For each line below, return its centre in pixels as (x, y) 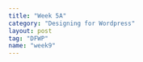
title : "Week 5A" (38, 16)
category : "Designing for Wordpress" (72, 23)
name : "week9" (32, 46)
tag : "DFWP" (28, 38)
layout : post (30, 31)
